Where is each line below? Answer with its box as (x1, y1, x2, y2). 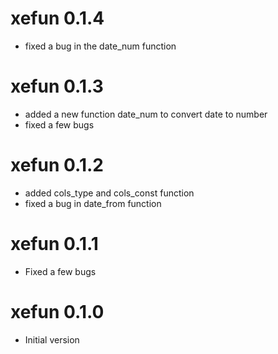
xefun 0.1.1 (10, 233, 99, 255)
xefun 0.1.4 (10, 7, 105, 30)
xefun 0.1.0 (10, 300, 105, 323)
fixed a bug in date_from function (24, 197, 162, 209)
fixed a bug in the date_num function (24, 40, 177, 52)
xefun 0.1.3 (10, 75, 104, 98)
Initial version (24, 333, 80, 346)
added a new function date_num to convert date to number (24, 108, 268, 120)
